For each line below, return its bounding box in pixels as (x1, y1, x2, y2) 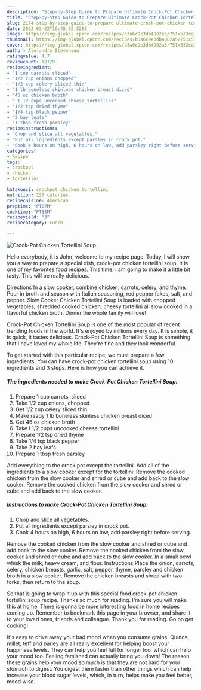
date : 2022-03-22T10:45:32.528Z (7, 25, 87, 32)
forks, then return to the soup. (7, 578, 81, 585)
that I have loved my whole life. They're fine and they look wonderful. (7, 340, 177, 347)
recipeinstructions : (7, 126, 58, 132)
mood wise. (7, 677, 35, 685)
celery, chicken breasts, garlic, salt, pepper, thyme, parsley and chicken (7, 566, 184, 573)
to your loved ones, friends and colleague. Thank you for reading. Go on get (7, 615, 193, 622)
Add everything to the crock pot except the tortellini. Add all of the (7, 461, 169, 469)
